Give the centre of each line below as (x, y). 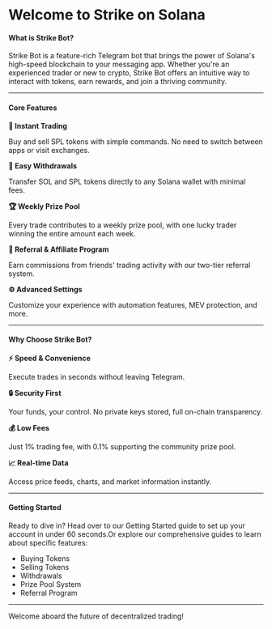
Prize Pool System (51, 584)
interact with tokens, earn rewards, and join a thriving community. (118, 82)
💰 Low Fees (29, 427)
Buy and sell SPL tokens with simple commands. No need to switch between (136, 141)
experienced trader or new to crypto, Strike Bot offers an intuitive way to (129, 73)
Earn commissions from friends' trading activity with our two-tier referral (130, 265)
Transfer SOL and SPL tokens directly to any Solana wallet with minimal (127, 181)
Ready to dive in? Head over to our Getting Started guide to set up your (127, 525)
